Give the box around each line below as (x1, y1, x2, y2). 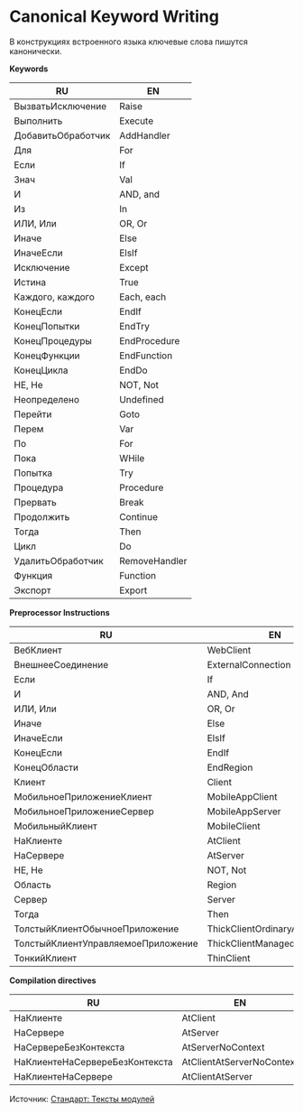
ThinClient (207, 951, 251, 964)
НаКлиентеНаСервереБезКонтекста (14, 1055, 173, 1068)
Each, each (118, 291, 167, 303)
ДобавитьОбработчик (14, 129, 111, 142)
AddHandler (118, 129, 170, 142)
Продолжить (14, 510, 70, 523)
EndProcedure (118, 334, 180, 347)
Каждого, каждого (14, 291, 95, 303)
